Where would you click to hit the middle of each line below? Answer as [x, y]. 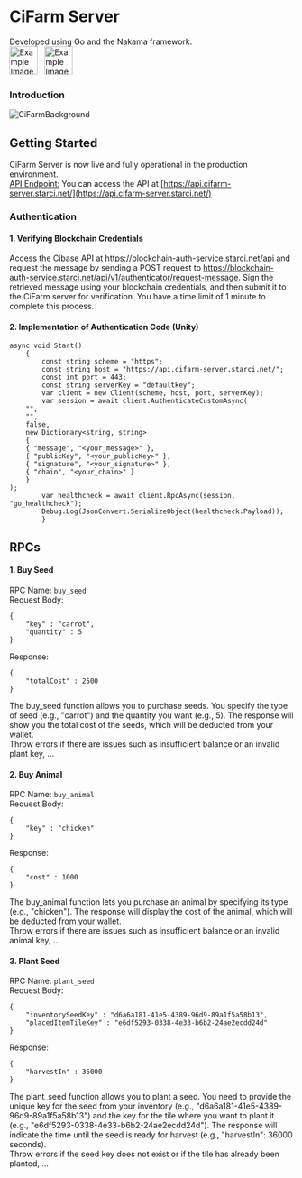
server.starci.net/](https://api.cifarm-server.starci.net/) [110, 193]
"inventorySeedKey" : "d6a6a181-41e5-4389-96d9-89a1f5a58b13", [147, 1015]
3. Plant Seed [35, 961]
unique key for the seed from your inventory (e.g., [102, 1106]
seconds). [28, 1145]
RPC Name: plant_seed [52, 981]
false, [38, 425]
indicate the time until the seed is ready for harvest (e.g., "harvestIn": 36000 [151, 1135]
